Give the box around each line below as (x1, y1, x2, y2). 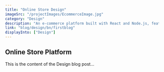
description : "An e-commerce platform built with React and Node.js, (5, 21, 150, 26)
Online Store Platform (5, 48, 72, 56)
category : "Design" (5, 16, 45, 21)
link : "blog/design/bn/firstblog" (5, 25, 76, 30)
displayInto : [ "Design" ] (5, 30, 56, 35)
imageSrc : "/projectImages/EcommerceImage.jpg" (5, 12, 104, 17)
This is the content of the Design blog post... (5, 61, 94, 67)
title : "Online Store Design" (5, 7, 67, 12)
